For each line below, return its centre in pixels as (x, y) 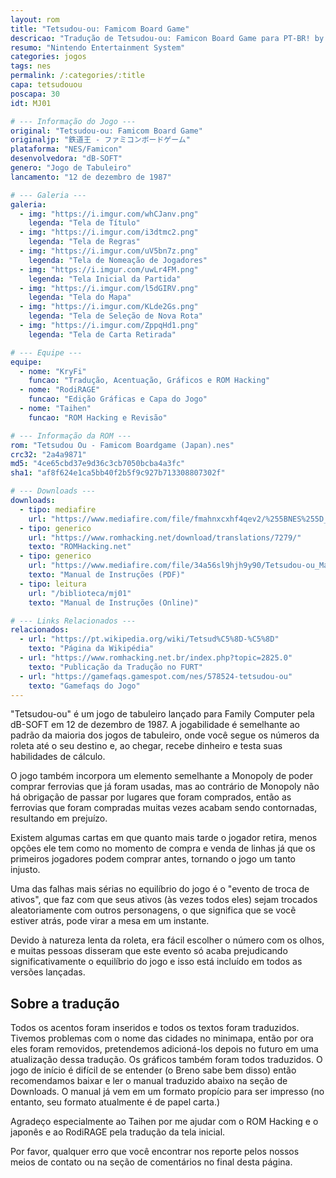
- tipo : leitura (53, 584)
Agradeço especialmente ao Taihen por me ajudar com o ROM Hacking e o (164, 1122)
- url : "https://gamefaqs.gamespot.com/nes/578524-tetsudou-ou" (156, 676)
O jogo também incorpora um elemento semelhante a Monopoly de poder (162, 776)
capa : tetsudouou (46, 85)
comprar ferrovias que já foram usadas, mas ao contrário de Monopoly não (165, 787)
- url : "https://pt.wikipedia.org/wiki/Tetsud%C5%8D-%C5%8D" (149, 639)
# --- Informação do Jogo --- (73, 121)
